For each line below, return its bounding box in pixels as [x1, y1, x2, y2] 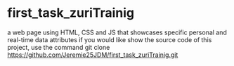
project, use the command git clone [7, 43, 110, 51]
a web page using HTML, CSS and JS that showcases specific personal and [7, 28, 227, 37]
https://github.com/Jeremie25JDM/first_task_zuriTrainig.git [7, 51, 178, 59]
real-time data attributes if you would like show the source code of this [7, 35, 212, 44]
